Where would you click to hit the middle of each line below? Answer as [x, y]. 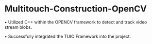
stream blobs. [18, 27]
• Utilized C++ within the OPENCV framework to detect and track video [76, 22]
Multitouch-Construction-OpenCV [76, 9]
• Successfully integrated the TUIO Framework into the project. [68, 36]
